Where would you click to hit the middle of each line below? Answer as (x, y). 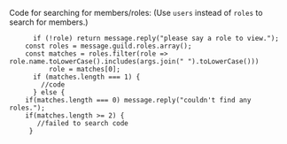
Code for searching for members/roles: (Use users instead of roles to (136, 13)
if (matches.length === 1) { (86, 77)
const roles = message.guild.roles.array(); (109, 46)
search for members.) (49, 22)
